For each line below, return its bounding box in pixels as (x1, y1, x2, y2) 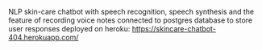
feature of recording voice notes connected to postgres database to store (8, 15, 253, 25)
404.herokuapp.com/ (8, 32, 79, 42)
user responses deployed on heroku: (8, 24, 131, 33)
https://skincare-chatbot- (131, 24, 216, 33)
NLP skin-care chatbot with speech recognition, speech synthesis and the (8, 7, 255, 16)
